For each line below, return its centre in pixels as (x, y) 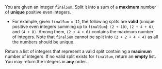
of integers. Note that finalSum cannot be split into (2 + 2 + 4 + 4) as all (85, 37)
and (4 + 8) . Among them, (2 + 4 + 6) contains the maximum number (83, 32)
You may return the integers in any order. (46, 62)
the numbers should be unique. (43, 42)
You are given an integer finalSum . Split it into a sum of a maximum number (81, 7)
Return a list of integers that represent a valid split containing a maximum (78, 51)
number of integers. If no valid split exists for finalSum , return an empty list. (81, 56)
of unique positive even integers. (38, 12)
